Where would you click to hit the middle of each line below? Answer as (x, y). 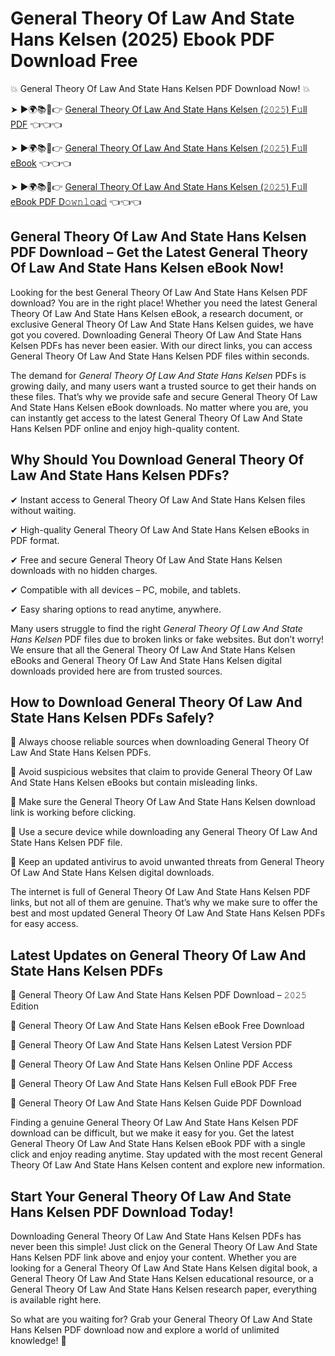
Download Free (74, 61)
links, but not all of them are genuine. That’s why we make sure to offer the (164, 903)
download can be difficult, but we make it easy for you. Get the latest (152, 1133)
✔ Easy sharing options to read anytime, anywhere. (116, 609)
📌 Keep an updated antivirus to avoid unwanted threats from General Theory (167, 862)
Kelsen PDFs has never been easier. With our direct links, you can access (161, 345)
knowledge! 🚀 (38, 1340)
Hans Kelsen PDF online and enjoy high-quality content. (125, 428)
